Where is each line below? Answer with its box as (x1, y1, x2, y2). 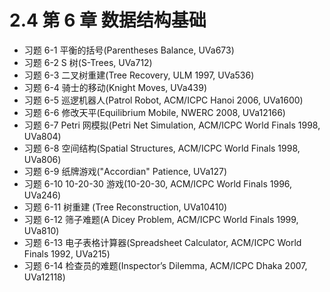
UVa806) (23, 153, 62, 165)
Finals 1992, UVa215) (23, 247, 111, 260)
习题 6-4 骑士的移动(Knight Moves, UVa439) (23, 81, 207, 93)
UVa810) (23, 224, 60, 236)
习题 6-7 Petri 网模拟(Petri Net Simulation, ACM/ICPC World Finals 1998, (23, 119, 321, 131)
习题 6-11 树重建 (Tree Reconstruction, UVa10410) (23, 201, 228, 213)
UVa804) (23, 130, 62, 142)
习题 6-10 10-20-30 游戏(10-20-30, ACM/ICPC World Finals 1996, (23, 177, 293, 190)
